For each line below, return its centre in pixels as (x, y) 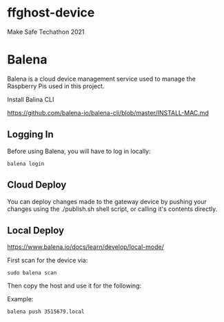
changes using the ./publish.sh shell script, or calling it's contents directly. (112, 209)
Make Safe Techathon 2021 (46, 32)
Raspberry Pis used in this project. (56, 86)
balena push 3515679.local (46, 312)
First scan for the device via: (48, 261)
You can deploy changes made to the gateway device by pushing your (107, 201)
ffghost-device (51, 13)
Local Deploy (35, 230)
